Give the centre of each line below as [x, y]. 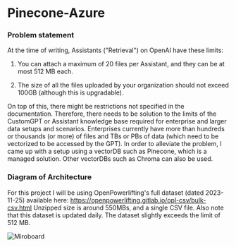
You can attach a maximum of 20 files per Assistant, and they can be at [121, 64]
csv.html [20, 207]
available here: [48, 200]
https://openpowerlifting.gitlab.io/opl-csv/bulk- [138, 200]
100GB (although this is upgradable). [70, 92]
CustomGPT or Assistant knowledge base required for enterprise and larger [117, 121]
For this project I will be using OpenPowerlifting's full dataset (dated [106, 193]
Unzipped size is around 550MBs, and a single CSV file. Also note [129, 207]
